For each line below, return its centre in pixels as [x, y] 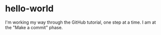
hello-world [30, 9]
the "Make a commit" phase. [34, 27]
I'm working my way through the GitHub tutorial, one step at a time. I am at [80, 22]
